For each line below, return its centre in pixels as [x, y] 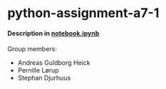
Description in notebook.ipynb [53, 33]
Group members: [32, 49]
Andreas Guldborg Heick [54, 63]
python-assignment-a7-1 [83, 13]
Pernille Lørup [38, 70]
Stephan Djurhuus [44, 78]
